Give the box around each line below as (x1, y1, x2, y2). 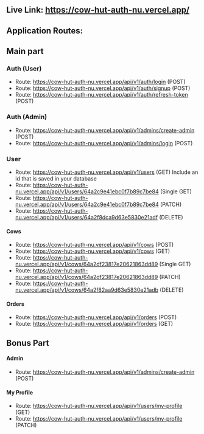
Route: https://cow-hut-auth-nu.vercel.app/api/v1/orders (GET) (15, 320, 174, 328)
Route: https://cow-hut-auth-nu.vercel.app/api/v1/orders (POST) (15, 314, 177, 321)
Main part (6, 46, 44, 57)
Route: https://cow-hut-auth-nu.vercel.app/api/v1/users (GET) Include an (15, 168, 199, 176)
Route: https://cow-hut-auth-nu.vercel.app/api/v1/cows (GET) (15, 247, 171, 255)
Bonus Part (6, 337, 49, 348)
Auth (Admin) (6, 112, 47, 121)
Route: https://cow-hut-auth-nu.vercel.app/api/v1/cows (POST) (15, 241, 174, 249)
